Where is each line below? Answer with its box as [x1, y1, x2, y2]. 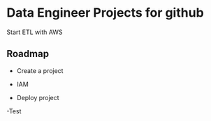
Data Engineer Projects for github [6, 5, 204, 21]
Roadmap [6, 48, 50, 60]
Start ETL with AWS [6, 28, 64, 36]
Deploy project [16, 93, 60, 102]
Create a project [16, 66, 64, 74]
